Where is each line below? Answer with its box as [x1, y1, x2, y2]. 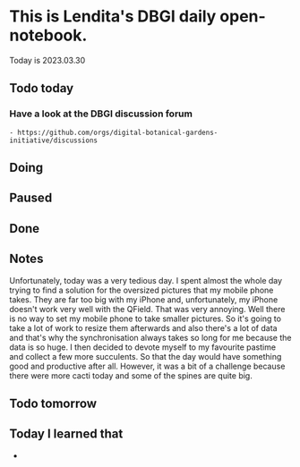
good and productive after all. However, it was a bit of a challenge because [9, 361, 286, 371]
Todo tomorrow [9, 396, 97, 411]
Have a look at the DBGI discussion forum [9, 107, 193, 120]
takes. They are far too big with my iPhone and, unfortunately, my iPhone [9, 293, 279, 305]
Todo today [9, 81, 74, 96]
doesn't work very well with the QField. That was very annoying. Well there [9, 303, 286, 314]
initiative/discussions [9, 136, 99, 145]
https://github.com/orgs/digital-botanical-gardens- [17, 128, 219, 137]
